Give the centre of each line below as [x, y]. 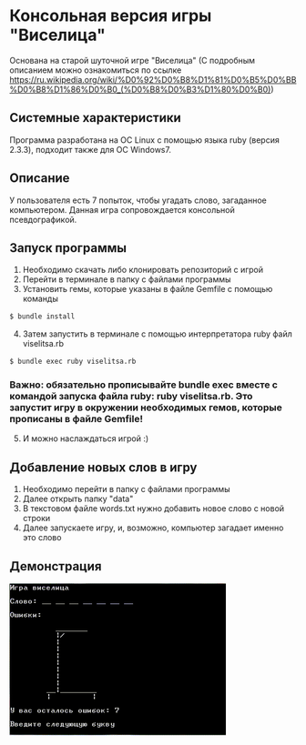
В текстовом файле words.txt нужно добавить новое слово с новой [153, 508]
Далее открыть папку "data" [78, 499]
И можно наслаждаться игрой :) [86, 438]
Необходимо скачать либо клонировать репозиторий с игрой [143, 270]
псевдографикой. [43, 219]
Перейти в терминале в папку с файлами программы [127, 279]
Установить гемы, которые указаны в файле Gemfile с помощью [148, 289]
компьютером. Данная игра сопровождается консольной [122, 209]
